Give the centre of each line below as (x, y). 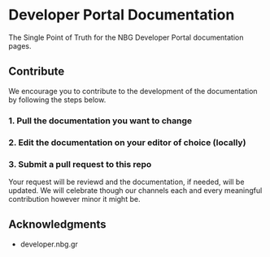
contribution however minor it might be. (74, 199)
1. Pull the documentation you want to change (100, 121)
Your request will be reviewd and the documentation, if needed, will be (126, 182)
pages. (20, 45)
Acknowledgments (58, 225)
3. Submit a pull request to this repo (80, 164)
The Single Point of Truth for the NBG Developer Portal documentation (126, 37)
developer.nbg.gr (49, 244)
